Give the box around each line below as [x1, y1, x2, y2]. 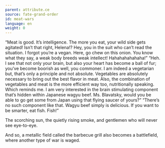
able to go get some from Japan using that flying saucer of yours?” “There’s [5, 97, 160, 103]
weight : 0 [5, 26, 26, 31]
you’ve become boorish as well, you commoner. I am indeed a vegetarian [5, 65, 154, 72]
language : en [5, 21, 32, 26]
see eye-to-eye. [5, 122, 38, 129]
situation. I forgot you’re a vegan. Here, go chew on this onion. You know [5, 50, 153, 56]
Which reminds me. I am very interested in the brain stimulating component [5, 87, 158, 93]
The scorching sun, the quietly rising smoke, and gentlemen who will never [5, 117, 158, 123]
